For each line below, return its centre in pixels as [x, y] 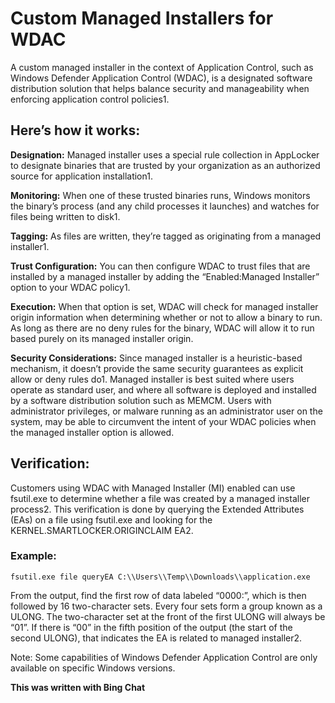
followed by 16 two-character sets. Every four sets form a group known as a [166, 606]
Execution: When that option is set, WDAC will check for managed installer [164, 306]
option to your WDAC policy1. [70, 287]
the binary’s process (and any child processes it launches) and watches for [165, 206]
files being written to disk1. [65, 216]
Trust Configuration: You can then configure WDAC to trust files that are [160, 266]
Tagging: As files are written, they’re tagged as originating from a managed [166, 236]
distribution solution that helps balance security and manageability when [160, 88]
